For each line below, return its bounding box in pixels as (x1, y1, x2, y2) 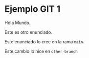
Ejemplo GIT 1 (4, 3, 61, 15)
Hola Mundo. (4, 20, 31, 26)
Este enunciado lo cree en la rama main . (4, 38, 84, 45)
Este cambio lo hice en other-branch (4, 48, 78, 54)
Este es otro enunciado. (4, 29, 52, 35)
